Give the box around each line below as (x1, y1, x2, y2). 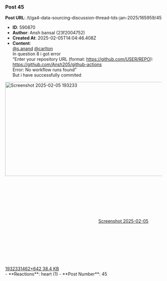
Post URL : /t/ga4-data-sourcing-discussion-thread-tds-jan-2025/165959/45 (5, 15, 162, 21)
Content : (12, 40, 31, 46)
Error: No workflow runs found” (12, 67, 77, 73)
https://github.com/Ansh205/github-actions (12, 61, 102, 68)
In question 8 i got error (12, 51, 61, 57)
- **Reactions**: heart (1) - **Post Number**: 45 (5, 271, 107, 277)
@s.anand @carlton (12, 46, 53, 52)
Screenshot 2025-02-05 (98, 218, 149, 224)
